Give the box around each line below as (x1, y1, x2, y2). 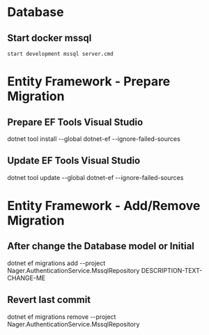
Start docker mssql (7, 32, 92, 44)
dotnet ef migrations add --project (7, 259, 106, 267)
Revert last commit (7, 294, 91, 306)
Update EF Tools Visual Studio (7, 155, 141, 167)
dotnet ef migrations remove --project (7, 312, 116, 321)
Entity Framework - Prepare (7, 74, 171, 89)
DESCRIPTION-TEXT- (141, 266, 203, 274)
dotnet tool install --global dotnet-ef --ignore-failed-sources (7, 135, 181, 143)
